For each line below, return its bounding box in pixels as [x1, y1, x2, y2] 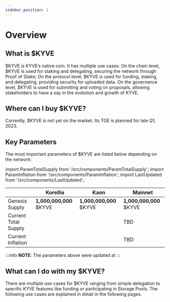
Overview [5, 29, 47, 40]
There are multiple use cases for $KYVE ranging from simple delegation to [5, 280, 160, 286]
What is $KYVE [5, 49, 55, 58]
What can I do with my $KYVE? [5, 267, 105, 276]
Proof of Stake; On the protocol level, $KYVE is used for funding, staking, [5, 73, 158, 79]
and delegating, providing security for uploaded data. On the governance [5, 79, 158, 85]
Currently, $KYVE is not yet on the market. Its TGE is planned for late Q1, [5, 117, 156, 124]
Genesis [8, 198, 27, 205]
